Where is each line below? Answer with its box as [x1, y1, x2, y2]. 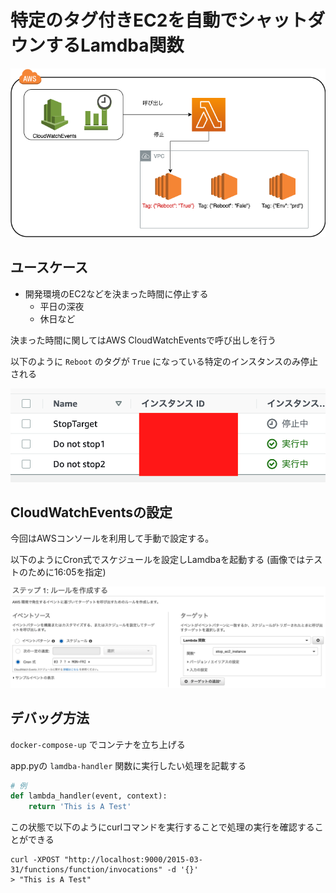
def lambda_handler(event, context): [10, 791, 168, 801]
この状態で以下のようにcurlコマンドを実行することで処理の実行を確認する [10, 821, 315, 833]
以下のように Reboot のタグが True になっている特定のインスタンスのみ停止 [10, 355, 319, 367]
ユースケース [10, 259, 88, 276]
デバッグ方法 [10, 710, 90, 727]
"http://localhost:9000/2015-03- [63, 855, 203, 865]
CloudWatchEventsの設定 [10, 504, 173, 521]
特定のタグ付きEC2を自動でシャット [10, 9, 308, 32]
